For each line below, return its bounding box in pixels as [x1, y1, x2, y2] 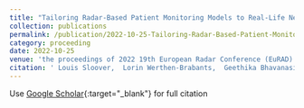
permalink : [9, 30, 51, 39]
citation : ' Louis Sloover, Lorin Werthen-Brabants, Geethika [9, 64, 257, 73]
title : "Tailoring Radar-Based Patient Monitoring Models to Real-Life [9, 13, 285, 22]
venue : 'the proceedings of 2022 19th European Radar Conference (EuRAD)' [9, 55, 298, 64]
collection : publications [9, 22, 107, 31]
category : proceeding [9, 38, 91, 48]
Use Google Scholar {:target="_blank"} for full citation [9, 87, 208, 99]
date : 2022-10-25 [9, 47, 75, 56]
